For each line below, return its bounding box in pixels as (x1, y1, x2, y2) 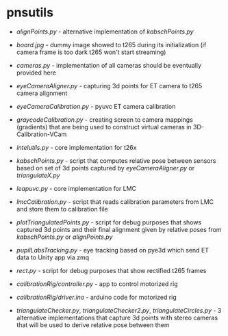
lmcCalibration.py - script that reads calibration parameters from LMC (16, 197, 214, 206)
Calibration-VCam (16, 130, 67, 138)
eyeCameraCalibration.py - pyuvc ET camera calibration (16, 102, 176, 110)
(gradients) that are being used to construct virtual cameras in (16, 122, 192, 131)
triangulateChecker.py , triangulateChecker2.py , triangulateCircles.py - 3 (16, 306, 222, 314)
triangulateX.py (16, 171, 60, 179)
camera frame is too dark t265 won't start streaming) (16, 48, 166, 56)
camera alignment (16, 89, 68, 97)
